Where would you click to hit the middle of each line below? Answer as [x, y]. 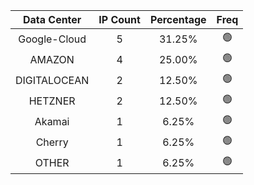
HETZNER [52, 101]
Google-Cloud [52, 39]
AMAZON [52, 59]
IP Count [119, 19]
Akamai [52, 121]
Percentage [178, 19]
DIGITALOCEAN [52, 80]
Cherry [52, 142]
